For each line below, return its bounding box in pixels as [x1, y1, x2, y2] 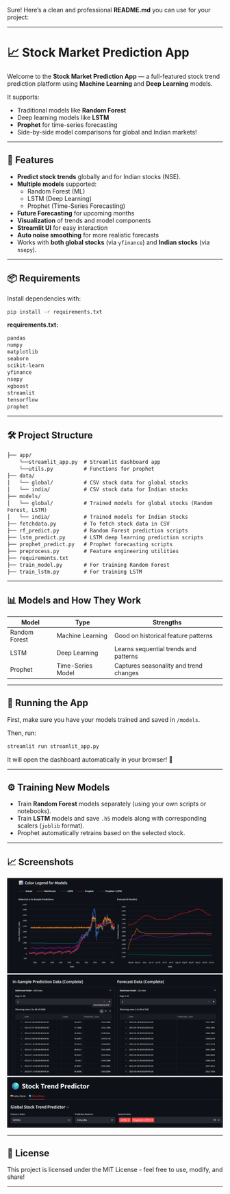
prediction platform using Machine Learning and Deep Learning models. [7, 79, 213, 88]
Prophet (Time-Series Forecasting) [27, 202, 125, 210]
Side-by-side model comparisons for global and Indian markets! [16, 128, 197, 136]
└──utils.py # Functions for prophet [19, 466, 155, 473]
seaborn [7, 355, 29, 362]
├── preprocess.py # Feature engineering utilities [7, 548, 179, 555]
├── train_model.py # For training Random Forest [7, 562, 170, 569]
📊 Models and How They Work [7, 594, 142, 606]
